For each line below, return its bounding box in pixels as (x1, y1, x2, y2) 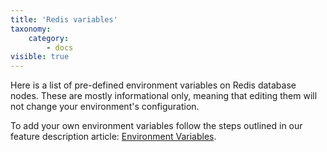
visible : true (10, 52, 70, 62)
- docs (46, 42, 74, 53)
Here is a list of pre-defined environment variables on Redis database (10, 79, 297, 91)
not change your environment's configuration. (10, 101, 200, 113)
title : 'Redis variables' (10, 14, 118, 25)
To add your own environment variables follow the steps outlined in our (10, 120, 303, 132)
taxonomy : (10, 24, 52, 34)
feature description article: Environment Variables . (10, 131, 217, 143)
